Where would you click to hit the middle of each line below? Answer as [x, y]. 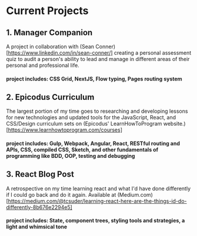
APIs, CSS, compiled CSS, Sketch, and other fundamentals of [82, 150]
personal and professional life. [43, 65]
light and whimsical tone [37, 227]
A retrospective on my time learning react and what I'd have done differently [98, 188]
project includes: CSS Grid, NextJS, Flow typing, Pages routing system [94, 79]
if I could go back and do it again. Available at [61, 194]
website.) [175, 124]
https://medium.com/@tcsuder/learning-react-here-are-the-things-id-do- [97, 201]
